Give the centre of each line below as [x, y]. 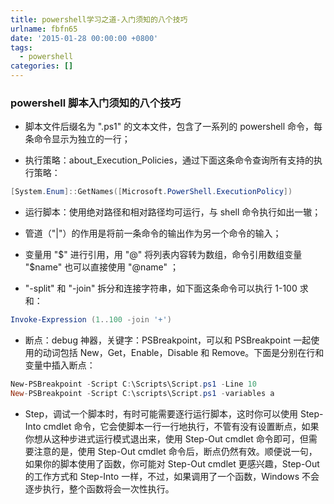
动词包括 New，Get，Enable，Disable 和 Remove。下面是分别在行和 [183, 353]
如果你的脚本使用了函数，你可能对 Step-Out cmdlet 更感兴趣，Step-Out [172, 463]
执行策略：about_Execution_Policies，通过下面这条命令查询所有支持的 [169, 160]
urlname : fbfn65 [44, 29]
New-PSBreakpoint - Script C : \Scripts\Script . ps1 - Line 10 [133, 384]
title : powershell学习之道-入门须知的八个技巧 [99, 19]
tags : [21, 47]
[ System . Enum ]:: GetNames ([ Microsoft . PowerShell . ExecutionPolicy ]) [151, 192]
